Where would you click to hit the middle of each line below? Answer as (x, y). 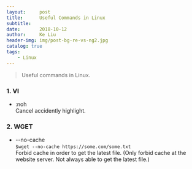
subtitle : (19, 23)
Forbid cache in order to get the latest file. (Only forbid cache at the (101, 153)
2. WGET (20, 126)
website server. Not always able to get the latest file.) (83, 159)
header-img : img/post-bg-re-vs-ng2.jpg (57, 40)
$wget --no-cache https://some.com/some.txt (73, 147)
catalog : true (25, 47)
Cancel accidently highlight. (50, 110)
